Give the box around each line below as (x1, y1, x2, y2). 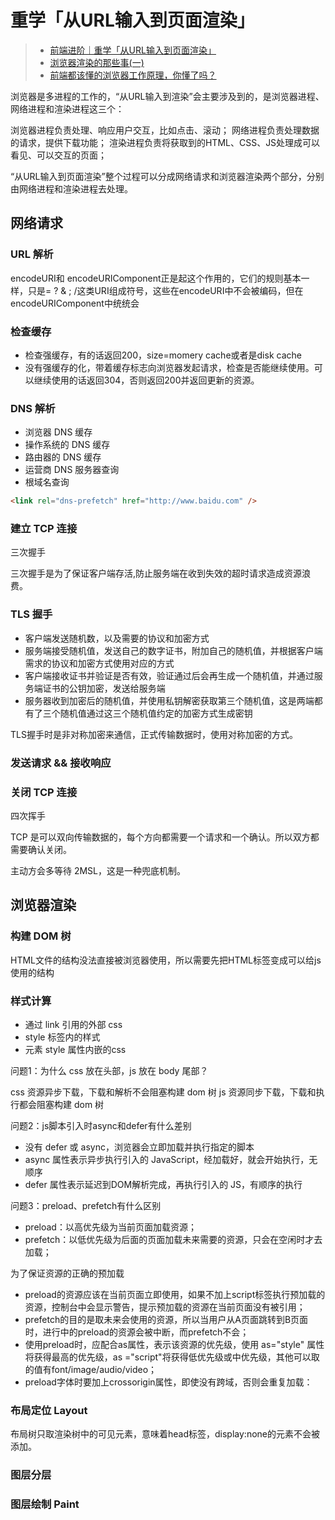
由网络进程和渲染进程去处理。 (10, 182, 133, 195)
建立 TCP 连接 (10, 522, 78, 536)
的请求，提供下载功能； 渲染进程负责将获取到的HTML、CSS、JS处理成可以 (10, 136, 321, 148)
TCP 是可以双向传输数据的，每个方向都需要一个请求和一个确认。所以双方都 (10, 831, 320, 843)
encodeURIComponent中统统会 (10, 297, 140, 309)
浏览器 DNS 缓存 (24, 426, 93, 438)
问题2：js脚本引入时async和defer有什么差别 (10, 1119, 192, 1131)
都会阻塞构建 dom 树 (18, 1098, 105, 1110)
